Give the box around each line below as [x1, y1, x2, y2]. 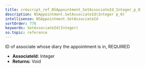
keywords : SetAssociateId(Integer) [5, 26, 79, 31]
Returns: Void [12, 59, 41, 64]
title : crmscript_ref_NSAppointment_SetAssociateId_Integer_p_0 [5, 7, 141, 12]
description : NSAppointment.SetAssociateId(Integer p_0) [5, 12, 125, 17]
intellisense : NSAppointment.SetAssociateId [5, 16, 98, 21]
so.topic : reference [5, 30, 48, 35]
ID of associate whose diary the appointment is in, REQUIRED [5, 44, 130, 49]
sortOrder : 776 [5, 21, 37, 26]
